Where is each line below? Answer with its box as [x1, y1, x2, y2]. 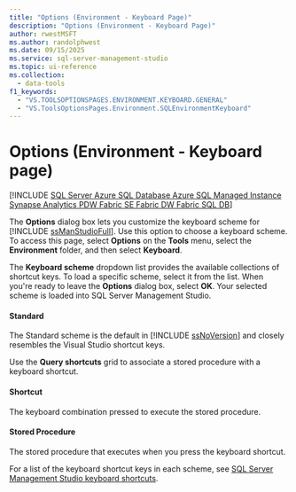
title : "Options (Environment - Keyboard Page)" [9, 12, 192, 22]
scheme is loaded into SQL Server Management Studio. [9, 290, 212, 301]
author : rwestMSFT [9, 29, 77, 38]
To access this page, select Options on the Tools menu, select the [9, 236, 253, 246]
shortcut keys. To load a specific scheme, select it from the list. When [9, 271, 264, 282]
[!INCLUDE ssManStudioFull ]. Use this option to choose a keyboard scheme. [9, 226, 288, 237]
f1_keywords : [9, 87, 58, 96]
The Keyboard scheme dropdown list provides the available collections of [9, 262, 280, 273]
